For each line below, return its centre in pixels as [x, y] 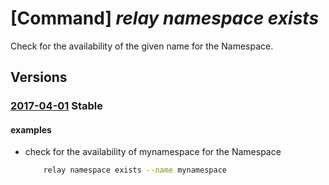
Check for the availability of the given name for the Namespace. [142, 46]
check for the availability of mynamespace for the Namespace [153, 152]
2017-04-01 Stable [57, 106]
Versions [39, 77]
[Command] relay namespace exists [165, 18]
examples [31, 129]
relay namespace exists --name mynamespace [135, 170]
